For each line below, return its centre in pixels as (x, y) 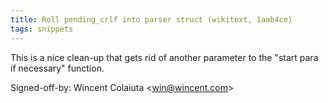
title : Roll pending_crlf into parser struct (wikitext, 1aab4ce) (151, 19)
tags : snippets (42, 29)
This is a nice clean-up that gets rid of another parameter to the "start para (164, 57)
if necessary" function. (57, 68)
